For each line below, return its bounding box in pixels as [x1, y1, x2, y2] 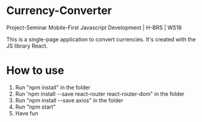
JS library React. [6, 42, 48, 49]
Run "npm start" [15, 103, 56, 110]
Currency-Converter [6, 4, 113, 18]
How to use [6, 63, 64, 77]
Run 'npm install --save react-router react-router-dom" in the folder [15, 90, 185, 98]
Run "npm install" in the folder [15, 84, 91, 91]
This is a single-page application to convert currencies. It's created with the [6, 35, 196, 43]
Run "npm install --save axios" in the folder [15, 96, 124, 104]
